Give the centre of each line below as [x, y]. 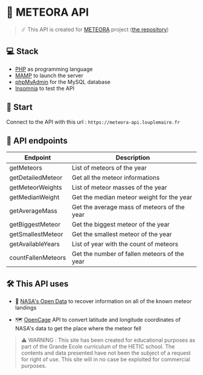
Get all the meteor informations [116, 178]
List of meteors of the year [109, 168]
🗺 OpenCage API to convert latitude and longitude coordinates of [98, 320]
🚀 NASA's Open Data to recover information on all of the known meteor [103, 301]
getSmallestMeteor [36, 234]
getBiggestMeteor [35, 225]
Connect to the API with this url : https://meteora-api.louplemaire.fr [93, 122]
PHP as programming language [54, 69]
